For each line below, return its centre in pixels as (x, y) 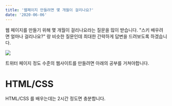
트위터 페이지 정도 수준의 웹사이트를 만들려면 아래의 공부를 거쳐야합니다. (77, 63)
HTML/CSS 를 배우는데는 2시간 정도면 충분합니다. (55, 99)
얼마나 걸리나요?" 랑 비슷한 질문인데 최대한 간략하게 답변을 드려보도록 (80, 36)
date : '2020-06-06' (26, 15)
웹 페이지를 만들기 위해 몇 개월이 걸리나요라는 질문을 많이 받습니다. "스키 (78, 30)
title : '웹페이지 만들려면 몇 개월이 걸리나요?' (50, 10)
